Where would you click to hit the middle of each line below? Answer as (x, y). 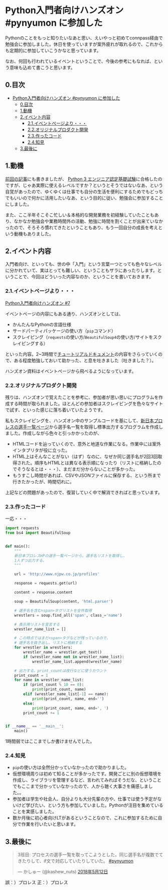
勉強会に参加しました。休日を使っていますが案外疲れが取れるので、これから (84, 44)
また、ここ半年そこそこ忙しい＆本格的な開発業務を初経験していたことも (80, 215)
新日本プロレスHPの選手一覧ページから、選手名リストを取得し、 (70, 556)
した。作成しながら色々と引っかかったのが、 (55, 433)
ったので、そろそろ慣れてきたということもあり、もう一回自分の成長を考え (82, 227)
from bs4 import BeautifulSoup (38, 533)
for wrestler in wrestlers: (43, 648)
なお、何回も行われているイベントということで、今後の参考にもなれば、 (79, 61)
